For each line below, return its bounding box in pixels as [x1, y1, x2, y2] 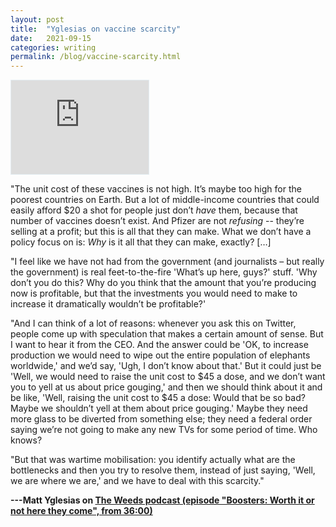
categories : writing [10, 42, 97, 53]
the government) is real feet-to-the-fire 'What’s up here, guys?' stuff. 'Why [10, 266, 318, 278]
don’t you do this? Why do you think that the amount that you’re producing [10, 277, 317, 289]
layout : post [10, 14, 65, 25]
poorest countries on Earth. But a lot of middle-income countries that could [10, 194, 320, 206]
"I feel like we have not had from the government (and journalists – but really [10, 256, 325, 268]
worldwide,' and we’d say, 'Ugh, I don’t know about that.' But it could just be [10, 360, 322, 372]
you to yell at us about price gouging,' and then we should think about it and [10, 381, 323, 393]
